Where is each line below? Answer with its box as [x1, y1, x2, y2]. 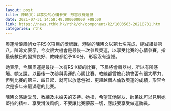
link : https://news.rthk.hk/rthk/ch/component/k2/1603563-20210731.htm [5, 21, 160, 27]
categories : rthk [5, 26, 42, 31]
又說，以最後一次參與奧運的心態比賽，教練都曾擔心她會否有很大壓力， [18, 70, 166, 77]
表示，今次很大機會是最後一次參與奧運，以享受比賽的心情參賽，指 [27, 47, 166, 53]
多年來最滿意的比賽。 [14, 83, 59, 89]
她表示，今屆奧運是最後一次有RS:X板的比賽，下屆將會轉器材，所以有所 [5, 64, 154, 70]
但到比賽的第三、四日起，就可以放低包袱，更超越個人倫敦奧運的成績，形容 [5, 77, 161, 83]
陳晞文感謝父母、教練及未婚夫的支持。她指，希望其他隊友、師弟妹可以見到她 [5, 94, 166, 100]
